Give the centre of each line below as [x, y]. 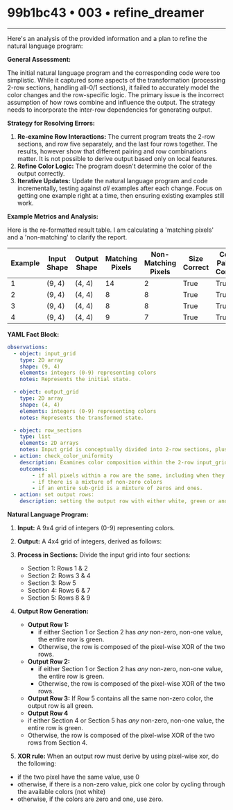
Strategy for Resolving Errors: [51, 123]
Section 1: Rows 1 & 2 [58, 568]
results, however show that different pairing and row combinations [112, 151]
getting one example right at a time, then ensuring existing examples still [121, 195]
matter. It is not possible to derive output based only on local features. [117, 158]
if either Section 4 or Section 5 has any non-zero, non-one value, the [126, 720]
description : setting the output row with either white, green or [118, 501]
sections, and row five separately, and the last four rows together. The [118, 144]
